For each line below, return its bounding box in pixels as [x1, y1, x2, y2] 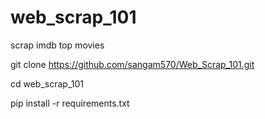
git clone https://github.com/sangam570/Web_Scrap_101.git [10, 58, 255, 70]
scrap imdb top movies [10, 39, 105, 51]
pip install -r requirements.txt [10, 97, 130, 109]
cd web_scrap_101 [10, 77, 85, 90]
